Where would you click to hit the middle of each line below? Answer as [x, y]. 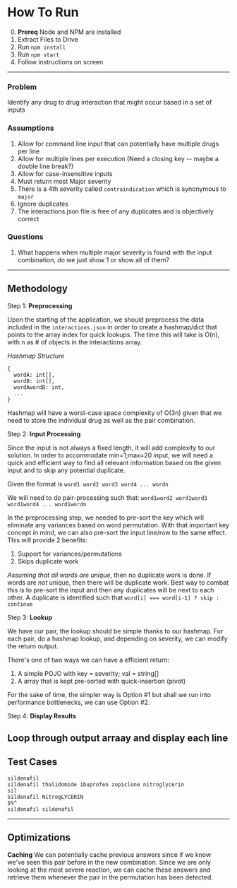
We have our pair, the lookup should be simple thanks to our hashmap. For [115, 631]
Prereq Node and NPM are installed [69, 32]
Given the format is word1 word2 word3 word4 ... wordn [88, 484]
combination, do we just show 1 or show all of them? [93, 259]
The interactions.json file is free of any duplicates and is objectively [115, 211]
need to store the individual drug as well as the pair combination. [101, 420]
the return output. [33, 646]
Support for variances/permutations [69, 554]
